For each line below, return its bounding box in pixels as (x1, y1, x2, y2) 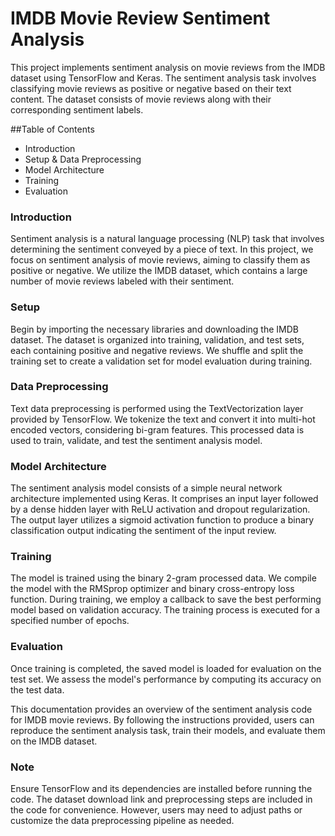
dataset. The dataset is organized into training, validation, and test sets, (10, 333, 305, 346)
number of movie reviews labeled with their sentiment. (10, 275, 235, 287)
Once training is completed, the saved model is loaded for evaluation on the (10, 662, 322, 674)
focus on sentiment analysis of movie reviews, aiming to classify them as (10, 254, 311, 266)
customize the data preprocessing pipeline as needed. (10, 815, 235, 827)
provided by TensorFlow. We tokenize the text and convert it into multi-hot (10, 413, 316, 425)
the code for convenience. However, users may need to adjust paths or (10, 804, 303, 816)
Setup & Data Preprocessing (24, 153, 142, 165)
